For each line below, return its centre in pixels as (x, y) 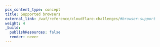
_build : (13, 28)
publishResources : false (35, 32)
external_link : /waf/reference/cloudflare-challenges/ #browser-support (80, 19)
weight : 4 (15, 23)
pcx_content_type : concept (33, 10)
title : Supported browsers (33, 14)
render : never (24, 37)
